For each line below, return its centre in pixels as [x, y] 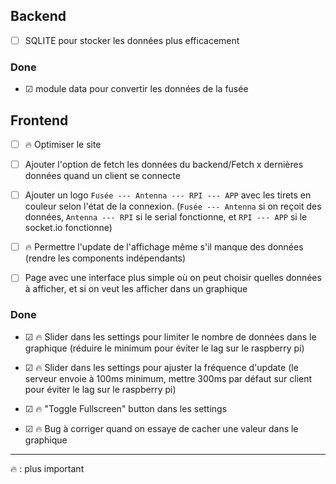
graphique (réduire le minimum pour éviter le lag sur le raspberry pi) [164, 348]
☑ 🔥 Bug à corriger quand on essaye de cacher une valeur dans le [161, 428]
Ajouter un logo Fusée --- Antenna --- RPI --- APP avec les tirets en [168, 195]
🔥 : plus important [47, 468]
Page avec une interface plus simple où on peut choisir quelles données [173, 278]
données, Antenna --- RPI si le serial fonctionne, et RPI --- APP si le [166, 217]
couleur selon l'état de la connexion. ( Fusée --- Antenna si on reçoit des [173, 206]
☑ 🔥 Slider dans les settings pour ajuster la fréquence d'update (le [161, 367]
